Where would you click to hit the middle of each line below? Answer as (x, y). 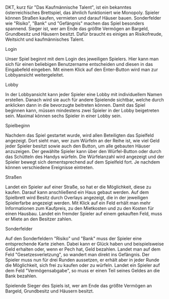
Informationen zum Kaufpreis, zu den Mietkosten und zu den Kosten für (80, 208)
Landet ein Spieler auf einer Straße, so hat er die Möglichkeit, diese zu (78, 187)
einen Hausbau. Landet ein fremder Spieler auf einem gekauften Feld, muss (84, 214)
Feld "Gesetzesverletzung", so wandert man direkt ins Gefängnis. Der (77, 254)
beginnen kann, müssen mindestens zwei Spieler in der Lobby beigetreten (82, 110)
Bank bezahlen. (21, 276)
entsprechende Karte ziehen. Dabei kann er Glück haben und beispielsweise (84, 244)
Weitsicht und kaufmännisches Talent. (45, 39)
